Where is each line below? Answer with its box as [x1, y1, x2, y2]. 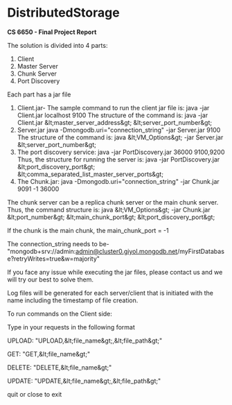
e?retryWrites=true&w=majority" [7, 255, 100, 263]
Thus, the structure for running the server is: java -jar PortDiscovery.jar [17, 155, 220, 164]
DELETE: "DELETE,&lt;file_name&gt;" [7, 363, 112, 372]
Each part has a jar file [7, 90, 71, 98]
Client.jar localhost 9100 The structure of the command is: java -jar [17, 111, 208, 119]
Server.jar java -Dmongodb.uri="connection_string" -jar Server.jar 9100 [17, 126, 221, 134]
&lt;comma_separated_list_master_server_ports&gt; [17, 170, 164, 178]
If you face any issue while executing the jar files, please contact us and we [7, 268, 223, 276]
